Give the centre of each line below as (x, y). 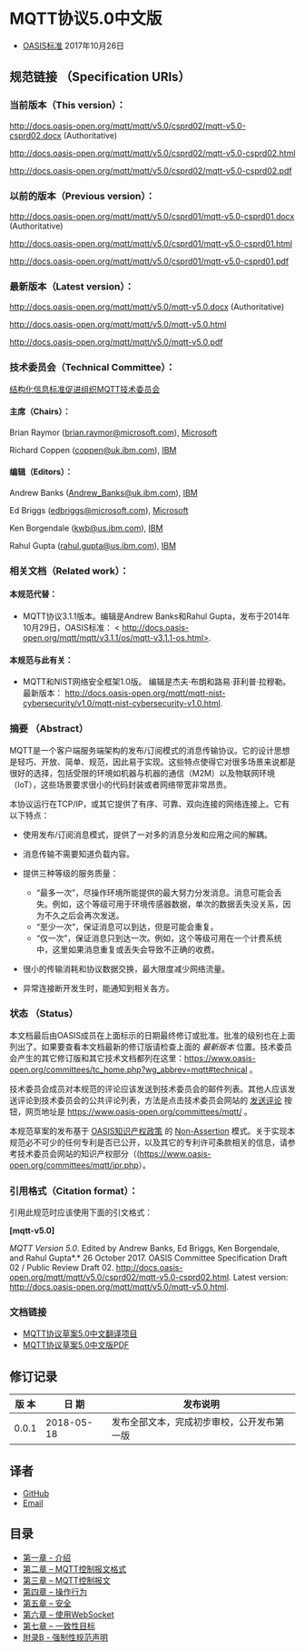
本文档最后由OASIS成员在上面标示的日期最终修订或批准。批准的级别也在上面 (152, 1035)
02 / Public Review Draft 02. (62, 1268)
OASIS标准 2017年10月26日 (74, 46)
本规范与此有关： (41, 660)
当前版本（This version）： (68, 106)
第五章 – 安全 (47, 1603)
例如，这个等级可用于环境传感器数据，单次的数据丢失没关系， (167, 904)
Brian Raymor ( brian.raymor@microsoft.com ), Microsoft (113, 432)
